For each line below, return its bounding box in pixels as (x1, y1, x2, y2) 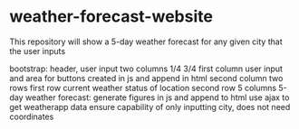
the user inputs (9, 45, 66, 56)
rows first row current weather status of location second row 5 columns (9, 82, 277, 93)
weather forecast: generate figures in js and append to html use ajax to (25, 92, 290, 103)
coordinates (9, 111, 54, 122)
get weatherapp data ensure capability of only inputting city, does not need (9, 101, 291, 112)
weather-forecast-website (9, 6, 213, 27)
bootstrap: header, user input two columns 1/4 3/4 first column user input (9, 63, 284, 74)
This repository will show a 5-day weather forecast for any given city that (9, 36, 283, 47)
